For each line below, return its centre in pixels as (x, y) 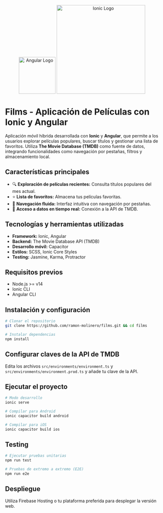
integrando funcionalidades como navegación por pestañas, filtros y (74, 151)
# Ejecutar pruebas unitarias (36, 456)
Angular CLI (24, 294)
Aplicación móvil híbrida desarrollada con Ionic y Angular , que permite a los (82, 136)
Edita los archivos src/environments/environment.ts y (59, 366)
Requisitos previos (34, 272)
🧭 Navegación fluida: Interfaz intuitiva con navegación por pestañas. (81, 204)
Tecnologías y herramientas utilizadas (64, 224)
